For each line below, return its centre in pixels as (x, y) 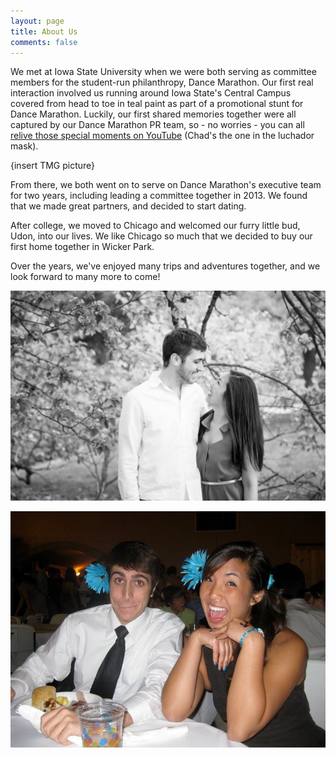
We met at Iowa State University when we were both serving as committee (163, 72)
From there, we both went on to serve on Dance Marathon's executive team (166, 185)
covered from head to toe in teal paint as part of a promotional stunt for (157, 104)
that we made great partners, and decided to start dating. (128, 206)
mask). (24, 146)
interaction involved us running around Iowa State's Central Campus (151, 93)
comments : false (44, 42)
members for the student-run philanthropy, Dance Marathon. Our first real (162, 82)
